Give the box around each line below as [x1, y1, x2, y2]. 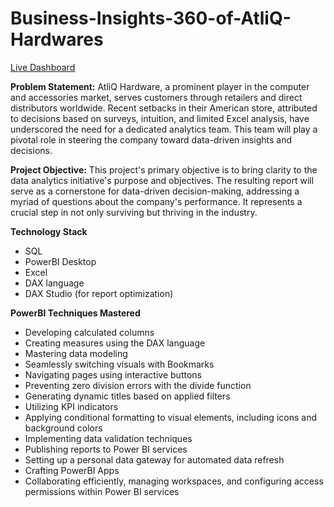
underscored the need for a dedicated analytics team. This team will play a [10, 123, 318, 135]
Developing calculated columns [24, 326, 155, 338]
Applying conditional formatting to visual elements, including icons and [24, 411, 317, 423]
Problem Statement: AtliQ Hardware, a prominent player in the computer [10, 80, 310, 92]
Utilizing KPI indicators [24, 400, 119, 412]
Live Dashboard [10, 61, 76, 73]
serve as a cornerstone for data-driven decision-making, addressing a [10, 185, 300, 197]
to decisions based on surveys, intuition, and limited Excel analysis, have [10, 112, 310, 124]
